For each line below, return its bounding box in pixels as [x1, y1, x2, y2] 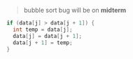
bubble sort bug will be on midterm [23, 6, 127, 14]
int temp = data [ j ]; [13, 26, 73, 33]
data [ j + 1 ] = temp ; [13, 39, 73, 46]
